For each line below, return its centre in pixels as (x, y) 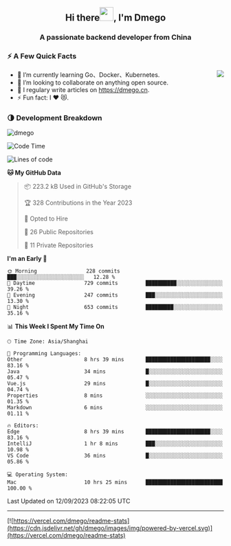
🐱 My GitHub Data (34, 172)
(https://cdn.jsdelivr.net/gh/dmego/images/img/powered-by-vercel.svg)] (110, 528)
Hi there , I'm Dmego (115, 18)
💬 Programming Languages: (44, 353)
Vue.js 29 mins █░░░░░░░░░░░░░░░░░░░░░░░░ (115, 383)
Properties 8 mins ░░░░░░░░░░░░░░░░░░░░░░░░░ (115, 396)
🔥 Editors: (23, 425)
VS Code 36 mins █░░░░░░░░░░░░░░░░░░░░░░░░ (115, 455)
